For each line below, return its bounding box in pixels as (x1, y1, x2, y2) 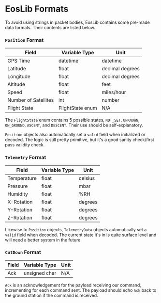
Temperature (7, 175, 37, 181)
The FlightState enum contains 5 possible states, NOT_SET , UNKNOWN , (5, 117, 140, 123)
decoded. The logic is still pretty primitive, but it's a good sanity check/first (5, 137, 155, 143)
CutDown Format (5, 249, 41, 255)
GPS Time (7, 57, 30, 64)
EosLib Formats (5, 3, 69, 15)
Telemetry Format (5, 154, 46, 161)
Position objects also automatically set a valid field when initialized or (5, 132, 146, 138)
